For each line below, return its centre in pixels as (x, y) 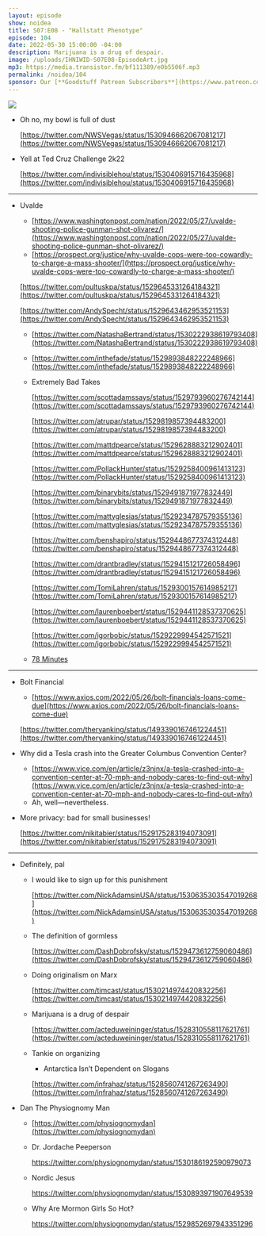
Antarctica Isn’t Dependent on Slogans (106, 1069)
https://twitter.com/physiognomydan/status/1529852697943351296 (142, 1223)
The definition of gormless (75, 935)
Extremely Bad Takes (66, 382)
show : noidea (30, 23)
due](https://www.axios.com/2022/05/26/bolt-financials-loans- (135, 705)
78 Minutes (50, 658)
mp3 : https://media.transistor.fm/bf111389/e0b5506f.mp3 (104, 67)
